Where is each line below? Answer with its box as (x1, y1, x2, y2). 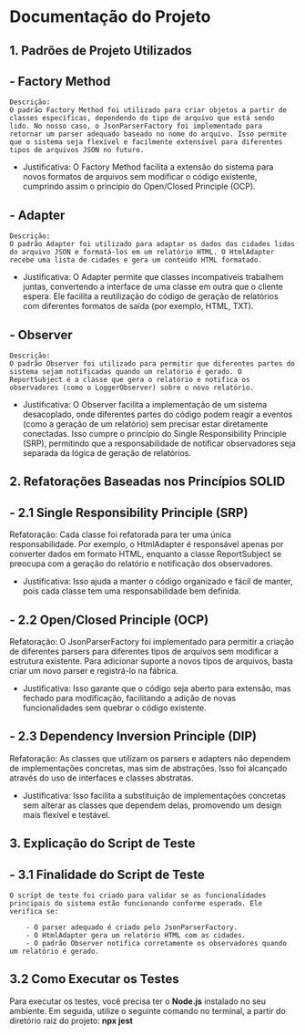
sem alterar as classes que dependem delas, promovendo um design (22, 800, 282, 811)
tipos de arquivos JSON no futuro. (9, 146, 145, 155)
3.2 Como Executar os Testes (9, 971, 179, 987)
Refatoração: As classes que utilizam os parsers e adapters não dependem (9, 752, 291, 763)
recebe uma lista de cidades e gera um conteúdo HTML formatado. (9, 255, 262, 265)
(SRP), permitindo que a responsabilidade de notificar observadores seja (22, 438, 296, 449)
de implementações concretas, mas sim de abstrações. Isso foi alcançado (9, 762, 288, 773)
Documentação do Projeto (9, 6, 211, 27)
